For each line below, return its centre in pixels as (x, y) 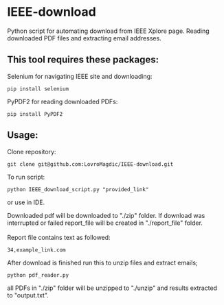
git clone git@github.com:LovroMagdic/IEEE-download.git (90, 164)
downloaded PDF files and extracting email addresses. (84, 38)
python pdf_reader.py (38, 275)
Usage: (23, 135)
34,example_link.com (37, 250)
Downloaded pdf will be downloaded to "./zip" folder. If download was (106, 215)
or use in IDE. (26, 202)
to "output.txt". (28, 295)
